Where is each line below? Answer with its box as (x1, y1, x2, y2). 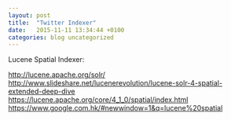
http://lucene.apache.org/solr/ (8, 70, 106, 79)
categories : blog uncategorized (8, 33, 114, 42)
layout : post (8, 11, 51, 20)
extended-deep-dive (8, 87, 76, 96)
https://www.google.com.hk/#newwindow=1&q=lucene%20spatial (8, 104, 223, 113)
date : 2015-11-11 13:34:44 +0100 (8, 26, 125, 34)
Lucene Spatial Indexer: (8, 55, 85, 64)
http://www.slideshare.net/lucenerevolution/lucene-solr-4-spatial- (8, 78, 222, 88)
